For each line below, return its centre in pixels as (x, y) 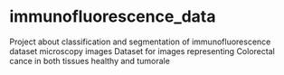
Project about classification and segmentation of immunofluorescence (140, 42)
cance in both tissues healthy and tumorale (90, 61)
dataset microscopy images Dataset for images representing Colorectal (142, 51)
